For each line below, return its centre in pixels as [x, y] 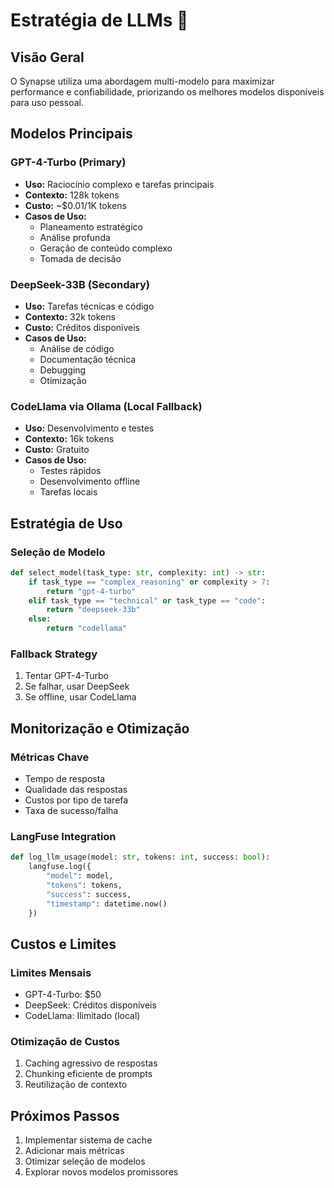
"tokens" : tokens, [84, 885]
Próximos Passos [65, 1115]
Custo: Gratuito [57, 450]
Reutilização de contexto [76, 1085]
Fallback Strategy [54, 654]
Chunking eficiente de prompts [88, 1074]
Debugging [63, 370]
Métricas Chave [50, 757]
